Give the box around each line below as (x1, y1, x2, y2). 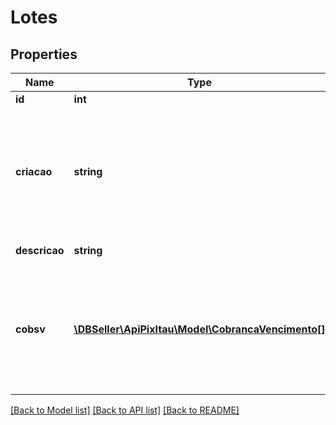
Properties (10, 46, 78, 63)
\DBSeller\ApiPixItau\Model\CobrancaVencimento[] (73, 322, 326, 336)
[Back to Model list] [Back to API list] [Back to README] (10, 404, 240, 416)
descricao (15, 244, 65, 257)
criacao (15, 165, 53, 178)
